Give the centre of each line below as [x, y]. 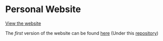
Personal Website [43, 9]
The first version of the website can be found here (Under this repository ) [82, 33]
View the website [23, 23]
